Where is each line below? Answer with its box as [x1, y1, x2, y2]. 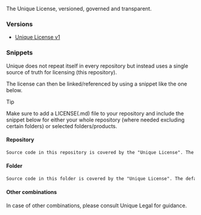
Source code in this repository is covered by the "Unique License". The [6, 149, 194, 155]
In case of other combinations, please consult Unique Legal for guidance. [6, 202, 187, 209]
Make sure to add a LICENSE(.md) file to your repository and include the [6, 110, 184, 117]
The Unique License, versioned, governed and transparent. [6, 5, 152, 12]
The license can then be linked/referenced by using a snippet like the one [6, 80, 187, 87]
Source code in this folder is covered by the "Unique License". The [6, 175, 184, 181]
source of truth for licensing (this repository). [6, 68, 117, 75]
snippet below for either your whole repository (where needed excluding [6, 116, 185, 123]
